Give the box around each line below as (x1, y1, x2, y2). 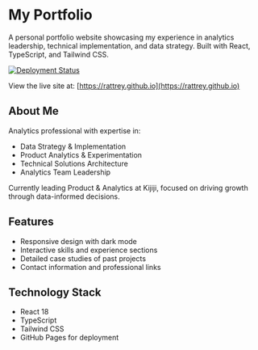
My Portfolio (8, 6, 93, 24)
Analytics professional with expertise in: (8, 125, 141, 135)
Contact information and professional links (19, 262, 161, 272)
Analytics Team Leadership (19, 167, 111, 177)
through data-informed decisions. (8, 192, 120, 201)
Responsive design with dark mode (19, 236, 137, 246)
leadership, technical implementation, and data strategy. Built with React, (8, 40, 251, 50)
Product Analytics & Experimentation (19, 150, 143, 159)
